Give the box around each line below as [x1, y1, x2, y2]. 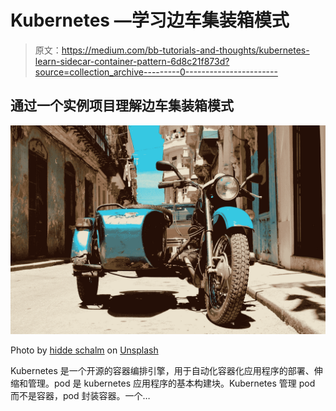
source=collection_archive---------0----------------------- [34, 66, 278, 78]
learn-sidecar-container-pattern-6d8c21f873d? [34, 55, 230, 67]
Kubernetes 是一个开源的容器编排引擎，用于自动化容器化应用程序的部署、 [10, 365, 315, 377]
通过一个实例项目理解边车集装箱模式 [10, 97, 234, 115]
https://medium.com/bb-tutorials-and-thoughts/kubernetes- [61, 44, 310, 56]
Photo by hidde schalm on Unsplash [10, 344, 159, 356]
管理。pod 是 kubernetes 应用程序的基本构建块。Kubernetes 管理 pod [27, 377, 316, 390]
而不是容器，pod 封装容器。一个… [10, 390, 151, 402]
